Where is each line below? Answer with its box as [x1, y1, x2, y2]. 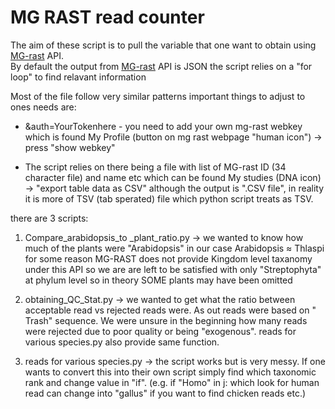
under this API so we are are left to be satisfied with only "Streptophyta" [24, 263, 322, 275]
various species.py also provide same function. [24, 336, 220, 348]
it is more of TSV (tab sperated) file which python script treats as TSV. [24, 192, 314, 205]
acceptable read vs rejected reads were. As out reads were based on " [24, 304, 317, 316]
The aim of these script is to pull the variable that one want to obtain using [10, 39, 317, 51]
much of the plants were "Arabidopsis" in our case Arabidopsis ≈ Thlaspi [24, 242, 325, 254]
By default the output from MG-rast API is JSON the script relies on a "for [10, 60, 313, 72]
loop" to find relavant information [10, 71, 147, 83]
